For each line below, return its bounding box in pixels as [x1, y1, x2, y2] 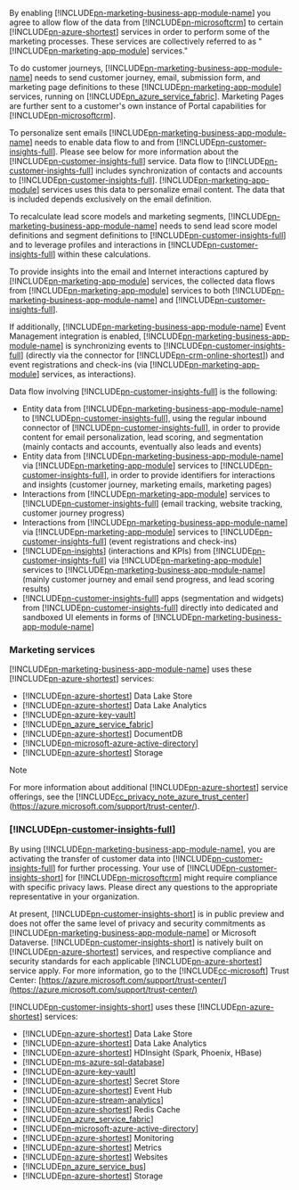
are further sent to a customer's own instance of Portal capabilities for [9, 101, 267, 111]
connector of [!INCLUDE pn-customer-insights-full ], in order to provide [21, 423, 280, 433]
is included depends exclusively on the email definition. [9, 194, 212, 204]
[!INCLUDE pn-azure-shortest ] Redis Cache [21, 1103, 181, 1114]
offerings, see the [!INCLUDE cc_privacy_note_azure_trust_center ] [9, 791, 249, 802]
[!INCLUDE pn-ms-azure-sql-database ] [21, 1056, 166, 1067]
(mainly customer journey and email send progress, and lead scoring [21, 574, 275, 584]
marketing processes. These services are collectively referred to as [9, 36, 256, 46]
